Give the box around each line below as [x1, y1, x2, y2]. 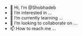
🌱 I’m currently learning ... [9, 15, 63, 20]
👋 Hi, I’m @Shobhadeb [9, 5, 56, 10]
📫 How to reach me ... [9, 26, 56, 31]
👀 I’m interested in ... [9, 10, 52, 16]
